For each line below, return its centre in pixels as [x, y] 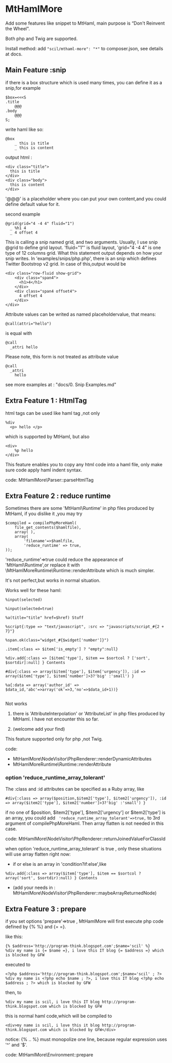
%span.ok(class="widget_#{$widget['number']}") [57, 640]
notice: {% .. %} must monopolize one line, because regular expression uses [86, 1039]
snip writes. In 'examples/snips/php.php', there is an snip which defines [81, 258]
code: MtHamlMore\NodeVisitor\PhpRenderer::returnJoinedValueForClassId [85, 839]
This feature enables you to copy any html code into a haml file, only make [84, 464]
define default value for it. [33, 204]
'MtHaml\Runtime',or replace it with [43, 565]
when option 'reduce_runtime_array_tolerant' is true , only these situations [83, 848]
